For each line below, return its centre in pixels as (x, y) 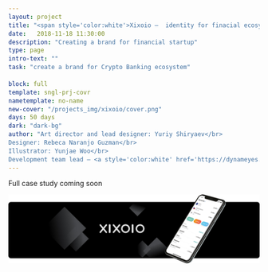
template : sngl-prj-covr (49, 92)
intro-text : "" (33, 59)
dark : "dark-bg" (35, 126)
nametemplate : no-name (46, 101)
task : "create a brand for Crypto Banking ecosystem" (100, 68)
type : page (26, 51)
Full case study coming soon (55, 183)
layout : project (35, 17)
